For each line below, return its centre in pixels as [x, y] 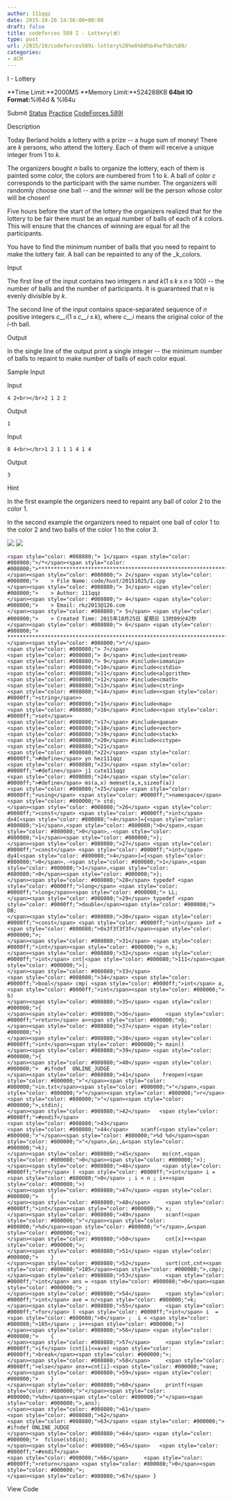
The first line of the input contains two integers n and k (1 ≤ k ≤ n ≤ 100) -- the [116, 281]
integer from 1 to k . [34, 154]
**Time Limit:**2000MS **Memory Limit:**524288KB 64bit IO [100, 92]
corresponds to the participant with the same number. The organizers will [112, 183]
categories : [24, 53]
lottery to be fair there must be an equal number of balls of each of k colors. [115, 218]
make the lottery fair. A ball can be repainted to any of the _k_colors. [105, 254]
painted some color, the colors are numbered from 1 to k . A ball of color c [112, 175]
